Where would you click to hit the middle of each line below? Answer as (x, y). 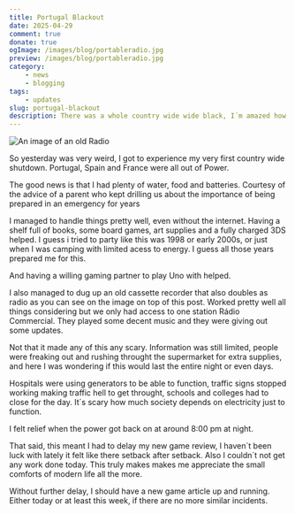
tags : (19, 91)
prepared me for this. (48, 258)
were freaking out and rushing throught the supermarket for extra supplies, (146, 357)
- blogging (45, 83)
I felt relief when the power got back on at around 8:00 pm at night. (131, 429)
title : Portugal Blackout (57, 17)
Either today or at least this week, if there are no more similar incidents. (138, 501)
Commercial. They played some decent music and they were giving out (138, 321)
